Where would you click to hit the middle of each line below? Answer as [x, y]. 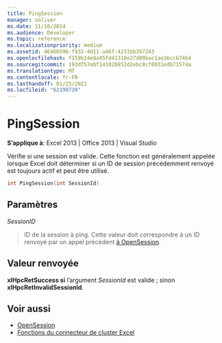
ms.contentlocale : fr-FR [42, 77]
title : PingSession [35, 13]
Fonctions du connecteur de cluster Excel [76, 333]
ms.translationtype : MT [41, 71]
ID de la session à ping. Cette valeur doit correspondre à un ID [112, 235]
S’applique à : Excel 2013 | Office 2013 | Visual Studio [82, 143]
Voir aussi [29, 308]
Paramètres [33, 205]
